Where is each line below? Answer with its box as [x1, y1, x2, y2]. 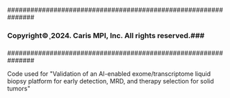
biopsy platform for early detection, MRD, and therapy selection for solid [7, 77, 214, 86]
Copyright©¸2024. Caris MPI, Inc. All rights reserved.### [7, 30, 205, 40]
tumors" [7, 84, 31, 92]
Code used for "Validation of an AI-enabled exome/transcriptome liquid [7, 70, 211, 78]
